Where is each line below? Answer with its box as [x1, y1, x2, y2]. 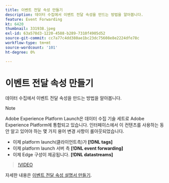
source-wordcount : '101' [5, 45, 58, 50]
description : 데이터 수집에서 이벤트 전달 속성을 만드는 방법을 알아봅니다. [5, 12, 144, 17]
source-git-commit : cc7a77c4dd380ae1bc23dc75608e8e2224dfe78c [5, 36, 140, 41]
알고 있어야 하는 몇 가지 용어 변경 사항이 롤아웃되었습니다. [10, 128, 124, 134]
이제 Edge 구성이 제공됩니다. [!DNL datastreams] [12, 152, 113, 158]
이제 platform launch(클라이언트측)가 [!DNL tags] [12, 139, 113, 145]
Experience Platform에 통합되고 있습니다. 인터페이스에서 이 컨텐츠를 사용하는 [5, 122, 159, 128]
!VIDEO [17, 162, 33, 168]
